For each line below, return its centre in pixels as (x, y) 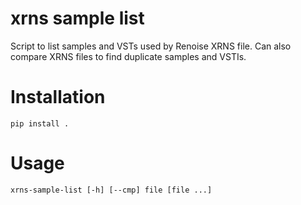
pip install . (40, 123)
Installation (58, 97)
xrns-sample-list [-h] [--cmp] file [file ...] (111, 190)
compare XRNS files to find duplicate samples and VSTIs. (128, 56)
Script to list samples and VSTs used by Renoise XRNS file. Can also (151, 46)
